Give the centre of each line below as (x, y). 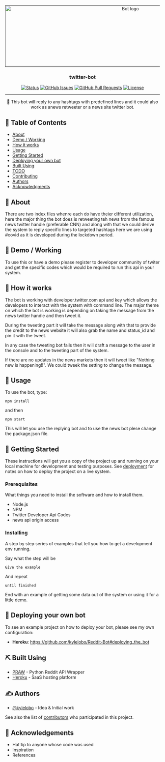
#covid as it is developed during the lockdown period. (59, 234)
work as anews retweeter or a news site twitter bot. (82, 107)
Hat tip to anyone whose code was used (53, 745)
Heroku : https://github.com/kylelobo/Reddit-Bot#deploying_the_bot (81, 642)
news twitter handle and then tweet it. (43, 316)
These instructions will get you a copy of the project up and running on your (82, 461)
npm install (17, 401)
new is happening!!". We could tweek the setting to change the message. (79, 365)
